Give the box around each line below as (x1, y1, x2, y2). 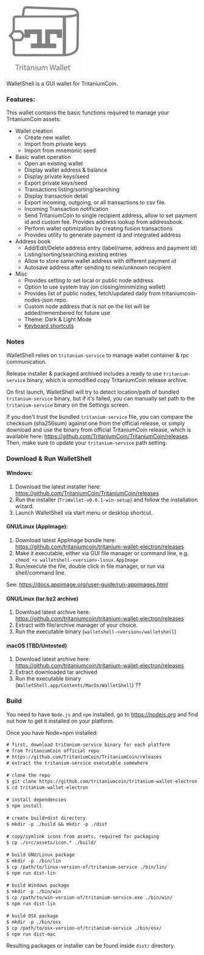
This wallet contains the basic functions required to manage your (6, 109, 169, 116)
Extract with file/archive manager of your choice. (15, 621, 138, 629)
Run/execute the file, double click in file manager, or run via (15, 562, 164, 570)
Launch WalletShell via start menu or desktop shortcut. (15, 509, 153, 516)
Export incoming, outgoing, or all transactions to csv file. (24, 199, 166, 206)
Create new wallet (24, 134, 70, 141)
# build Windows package (6, 882, 69, 888)
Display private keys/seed (24, 173, 90, 180)
